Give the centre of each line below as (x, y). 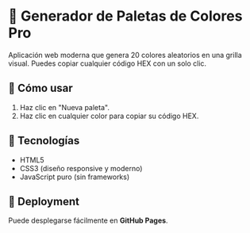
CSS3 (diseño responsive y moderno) (81, 168)
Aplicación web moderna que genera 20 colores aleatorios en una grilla (125, 55)
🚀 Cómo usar (40, 88)
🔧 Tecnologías (44, 141)
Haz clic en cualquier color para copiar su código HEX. (109, 116)
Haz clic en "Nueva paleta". (64, 107)
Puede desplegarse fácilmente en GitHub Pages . (88, 220)
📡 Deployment (44, 201)
